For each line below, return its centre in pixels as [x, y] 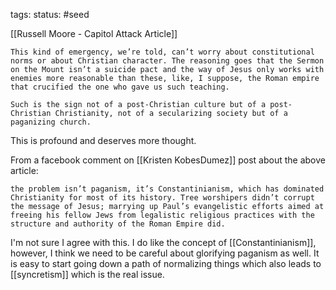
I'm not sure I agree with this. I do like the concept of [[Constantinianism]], [163, 242]
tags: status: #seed [50, 14]
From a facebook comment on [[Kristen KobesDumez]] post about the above [168, 160]
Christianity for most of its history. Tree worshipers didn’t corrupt [162, 198]
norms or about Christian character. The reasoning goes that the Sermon [167, 61]
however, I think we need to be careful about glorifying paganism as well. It [165, 253]
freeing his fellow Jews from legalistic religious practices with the [162, 215]
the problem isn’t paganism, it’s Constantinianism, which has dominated [167, 189]
